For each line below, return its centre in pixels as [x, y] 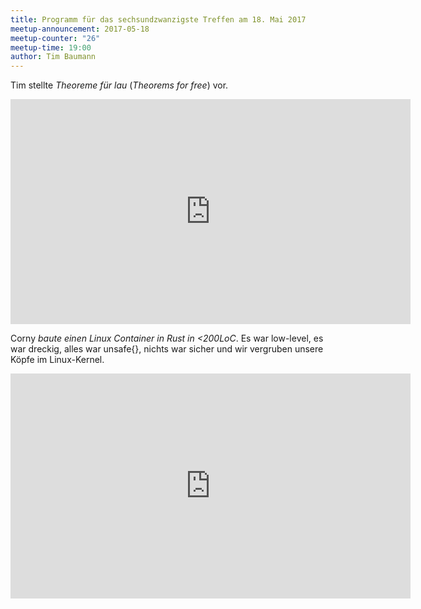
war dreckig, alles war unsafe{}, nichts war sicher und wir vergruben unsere [167, 349]
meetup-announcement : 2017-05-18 [80, 29]
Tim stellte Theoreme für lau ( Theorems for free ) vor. [119, 85]
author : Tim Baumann [53, 57]
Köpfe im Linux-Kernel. [57, 360]
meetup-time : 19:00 [51, 47]
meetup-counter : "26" [55, 38]
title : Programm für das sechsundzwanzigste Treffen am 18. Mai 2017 [158, 19]
